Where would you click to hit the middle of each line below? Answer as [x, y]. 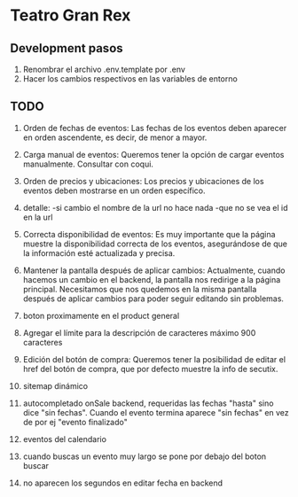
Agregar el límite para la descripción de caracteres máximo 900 [139, 332]
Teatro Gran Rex [71, 16]
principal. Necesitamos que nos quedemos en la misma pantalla [140, 289]
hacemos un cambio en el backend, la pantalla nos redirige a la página [152, 279]
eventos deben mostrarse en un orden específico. [114, 190]
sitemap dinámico [55, 385]
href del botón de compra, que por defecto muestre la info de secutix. [150, 369]
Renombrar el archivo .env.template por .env [104, 69]
